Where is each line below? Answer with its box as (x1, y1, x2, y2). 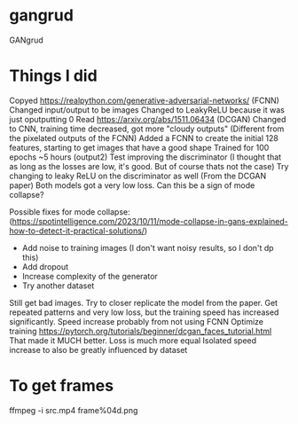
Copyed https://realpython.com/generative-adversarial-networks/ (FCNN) (9, 95, 279, 106)
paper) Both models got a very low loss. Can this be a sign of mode (9, 179, 255, 191)
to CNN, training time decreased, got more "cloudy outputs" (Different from (9, 123, 285, 134)
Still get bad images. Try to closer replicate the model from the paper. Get (9, 297, 278, 308)
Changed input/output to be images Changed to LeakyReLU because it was (9, 104, 286, 115)
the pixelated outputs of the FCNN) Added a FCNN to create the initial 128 (9, 132, 279, 143)
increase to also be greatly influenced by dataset (9, 344, 188, 355)
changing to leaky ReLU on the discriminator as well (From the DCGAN (9, 170, 267, 181)
